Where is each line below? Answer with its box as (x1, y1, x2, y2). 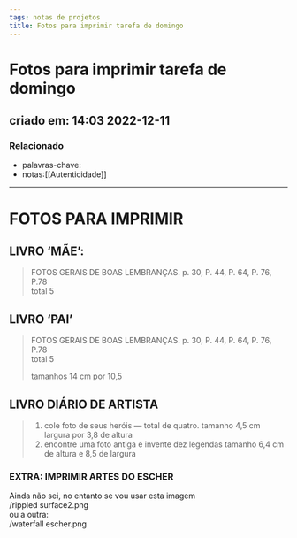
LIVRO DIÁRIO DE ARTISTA (9, 396, 159, 411)
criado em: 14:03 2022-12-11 (9, 113, 171, 128)
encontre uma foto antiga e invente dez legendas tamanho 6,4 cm (43, 439, 285, 450)
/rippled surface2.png (9, 500, 89, 511)
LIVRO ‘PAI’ (9, 311, 73, 327)
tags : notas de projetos (9, 12, 101, 22)
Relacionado (9, 140, 65, 151)
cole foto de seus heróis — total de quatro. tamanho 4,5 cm (43, 420, 261, 430)
